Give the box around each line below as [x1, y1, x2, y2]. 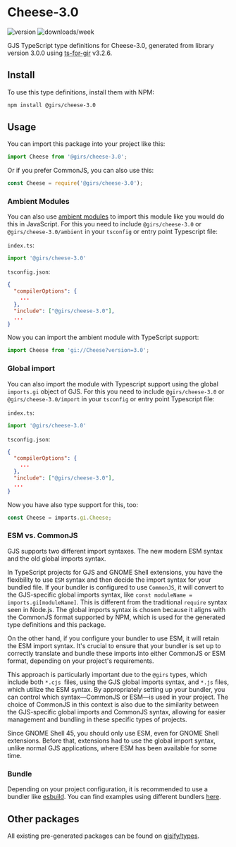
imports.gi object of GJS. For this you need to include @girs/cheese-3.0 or [7, 387, 225, 396]
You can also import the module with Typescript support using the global [7, 379, 218, 388]
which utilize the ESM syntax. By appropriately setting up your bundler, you [7, 685, 225, 693]
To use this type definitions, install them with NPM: [7, 87, 155, 96]
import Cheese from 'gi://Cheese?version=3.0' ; [7, 347, 150, 354]
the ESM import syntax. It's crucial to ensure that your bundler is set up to [7, 641, 222, 650]
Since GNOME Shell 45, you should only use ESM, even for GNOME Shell [7, 729, 219, 737]
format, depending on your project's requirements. [7, 657, 154, 665]
